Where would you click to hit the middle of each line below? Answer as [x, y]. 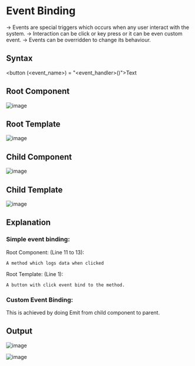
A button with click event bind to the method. [66, 285]
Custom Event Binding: [40, 300]
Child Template [34, 190]
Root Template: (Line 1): [35, 274]
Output [19, 331]
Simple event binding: [38, 239]
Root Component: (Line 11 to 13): [45, 252]
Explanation [29, 223]
